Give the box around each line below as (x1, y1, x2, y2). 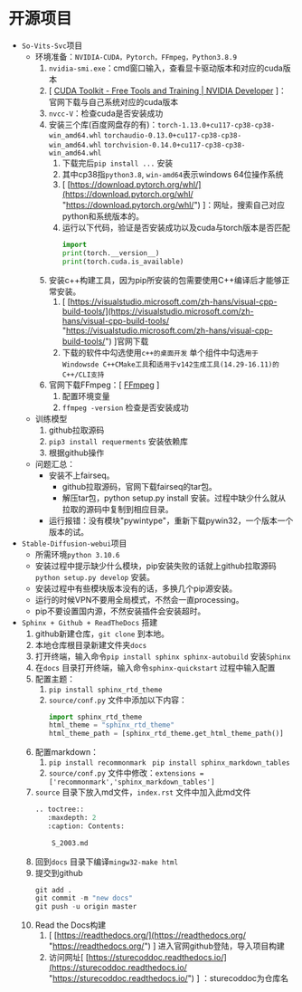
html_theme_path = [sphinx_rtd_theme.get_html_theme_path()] (48, 730, 284, 739)
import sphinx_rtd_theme (48, 712, 143, 721)
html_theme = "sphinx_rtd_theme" (48, 720, 175, 730)
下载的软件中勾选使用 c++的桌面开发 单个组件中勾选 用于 (61, 347, 259, 358)
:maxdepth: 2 (47, 814, 97, 823)
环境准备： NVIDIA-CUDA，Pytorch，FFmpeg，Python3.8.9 (34, 51, 237, 62)
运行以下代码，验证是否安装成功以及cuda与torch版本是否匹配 (61, 222, 291, 233)
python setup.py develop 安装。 (34, 571, 156, 582)
